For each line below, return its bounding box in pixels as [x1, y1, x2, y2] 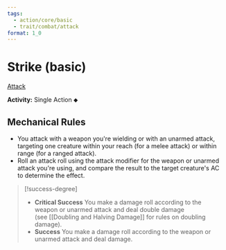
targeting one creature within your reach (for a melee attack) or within [17, 142, 217, 150]
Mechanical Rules [7, 116, 86, 128]
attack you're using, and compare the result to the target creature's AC [17, 164, 220, 172]
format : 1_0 [7, 29, 42, 37]
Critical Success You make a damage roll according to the [34, 198, 202, 206]
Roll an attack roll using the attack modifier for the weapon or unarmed [17, 157, 220, 165]
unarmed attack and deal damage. [34, 235, 133, 243]
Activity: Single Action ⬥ [7, 96, 78, 104]
